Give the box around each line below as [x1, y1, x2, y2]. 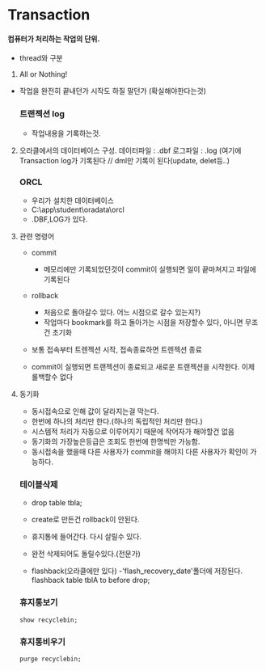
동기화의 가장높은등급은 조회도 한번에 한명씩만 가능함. [31, 437, 201, 446]
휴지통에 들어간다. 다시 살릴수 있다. [31, 532, 142, 542]
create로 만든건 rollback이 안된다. [31, 515, 140, 525]
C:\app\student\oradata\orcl [31, 205, 125, 214]
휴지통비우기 [19, 636, 66, 648]
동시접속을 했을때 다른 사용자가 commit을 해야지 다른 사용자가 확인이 [31, 446, 248, 456]
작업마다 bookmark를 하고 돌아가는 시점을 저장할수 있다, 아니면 [43, 317, 243, 327]
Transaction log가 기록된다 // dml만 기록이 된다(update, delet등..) [19, 155, 230, 165]
